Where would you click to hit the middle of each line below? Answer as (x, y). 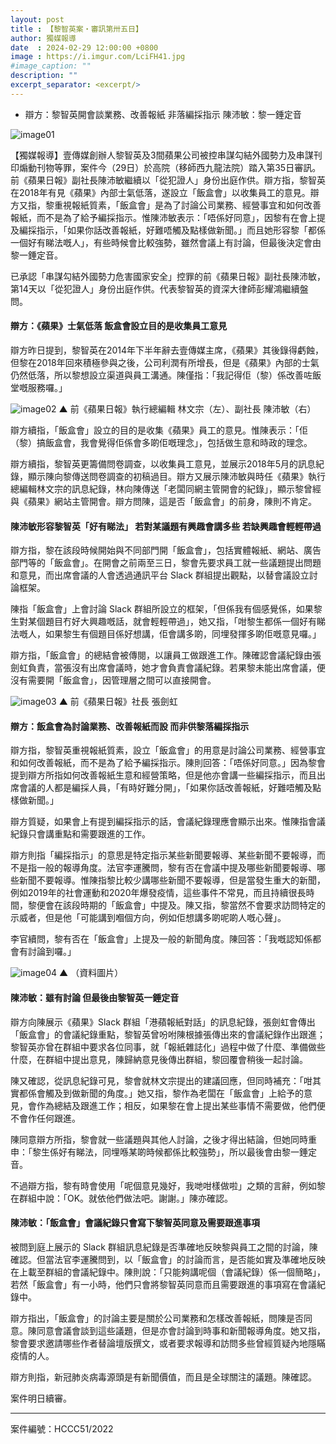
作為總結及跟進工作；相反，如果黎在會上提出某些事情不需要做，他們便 (181, 1105)
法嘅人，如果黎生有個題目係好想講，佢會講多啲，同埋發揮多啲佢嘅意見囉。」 (166, 634)
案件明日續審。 (41, 1398)
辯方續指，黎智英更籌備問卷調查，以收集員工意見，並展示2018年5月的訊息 (163, 463)
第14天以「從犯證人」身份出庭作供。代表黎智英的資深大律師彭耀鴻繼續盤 (159, 288)
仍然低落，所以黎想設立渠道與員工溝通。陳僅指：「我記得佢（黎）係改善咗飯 (166, 375)
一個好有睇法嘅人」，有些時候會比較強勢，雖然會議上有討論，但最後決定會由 (166, 242)
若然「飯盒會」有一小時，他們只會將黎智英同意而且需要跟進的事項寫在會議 (163, 1284)
